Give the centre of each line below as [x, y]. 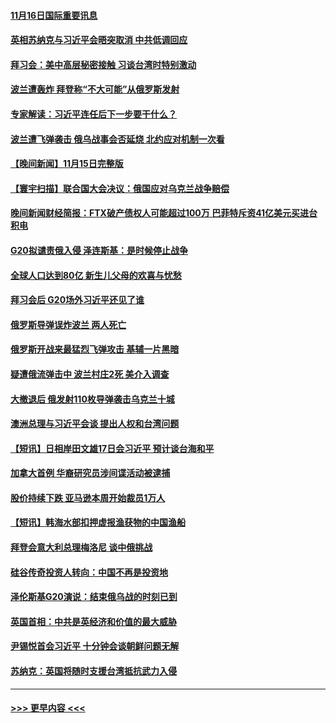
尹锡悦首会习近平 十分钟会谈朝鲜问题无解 [95, 646]
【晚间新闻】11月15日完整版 [67, 164]
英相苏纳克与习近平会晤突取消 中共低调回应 [99, 40]
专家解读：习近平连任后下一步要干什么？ [93, 114]
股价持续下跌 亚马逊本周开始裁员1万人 [88, 497]
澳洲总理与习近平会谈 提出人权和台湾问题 [95, 424]
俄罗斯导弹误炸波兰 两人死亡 [68, 324]
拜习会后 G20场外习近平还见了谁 [77, 300]
